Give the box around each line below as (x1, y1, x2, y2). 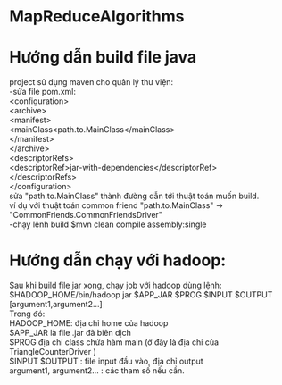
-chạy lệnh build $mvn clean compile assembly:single (9, 219, 207, 230)
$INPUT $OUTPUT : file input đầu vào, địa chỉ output (9, 356, 203, 367)
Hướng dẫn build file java (9, 47, 197, 68)
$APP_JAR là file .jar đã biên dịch (9, 328, 131, 339)
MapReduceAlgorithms (9, 6, 185, 27)
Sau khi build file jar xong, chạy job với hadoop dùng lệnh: (9, 280, 222, 291)
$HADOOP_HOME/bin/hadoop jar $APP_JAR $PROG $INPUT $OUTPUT (9, 289, 273, 300)
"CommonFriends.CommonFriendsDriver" (9, 210, 163, 221)
